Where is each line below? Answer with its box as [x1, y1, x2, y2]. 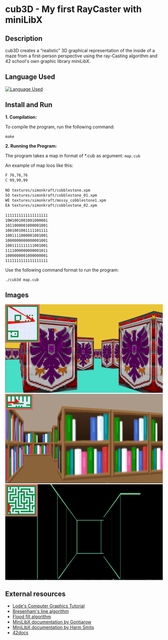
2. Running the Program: [5, 143, 57, 149]
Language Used [5, 73, 55, 81]
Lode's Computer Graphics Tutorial [12, 603, 85, 609]
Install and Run [5, 100, 52, 109]
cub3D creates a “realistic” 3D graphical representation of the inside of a [5, 48, 155, 53]
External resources [5, 590, 66, 598]
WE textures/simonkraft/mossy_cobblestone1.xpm [5, 197, 106, 203]
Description [5, 34, 42, 43]
